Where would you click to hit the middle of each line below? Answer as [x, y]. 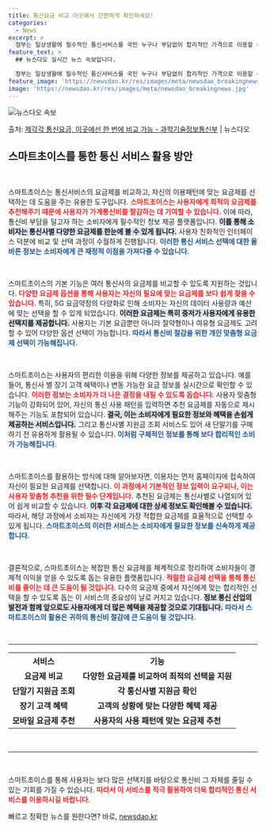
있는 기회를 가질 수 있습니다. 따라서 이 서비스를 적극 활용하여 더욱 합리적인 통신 [128, 790]
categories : [28, 23]
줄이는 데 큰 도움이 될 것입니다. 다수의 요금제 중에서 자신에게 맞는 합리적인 [136, 588]
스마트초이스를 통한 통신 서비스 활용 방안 [101, 156]
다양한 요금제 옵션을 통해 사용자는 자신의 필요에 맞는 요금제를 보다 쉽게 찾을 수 [137, 293]
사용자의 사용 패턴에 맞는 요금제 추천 [158, 721]
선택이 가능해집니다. [47, 343]
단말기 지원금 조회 [44, 691]
